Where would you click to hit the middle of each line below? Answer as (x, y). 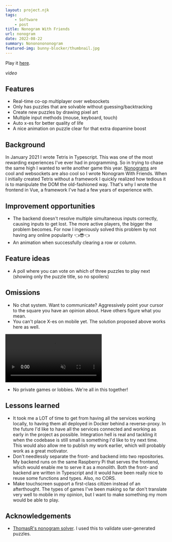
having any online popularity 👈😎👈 (51, 235)
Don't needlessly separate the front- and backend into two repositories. (88, 456)
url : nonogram (21, 34)
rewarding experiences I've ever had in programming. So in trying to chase (84, 163)
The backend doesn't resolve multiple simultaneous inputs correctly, (85, 218)
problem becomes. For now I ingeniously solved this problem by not (84, 230)
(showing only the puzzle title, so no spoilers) (61, 276)
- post (22, 24)
